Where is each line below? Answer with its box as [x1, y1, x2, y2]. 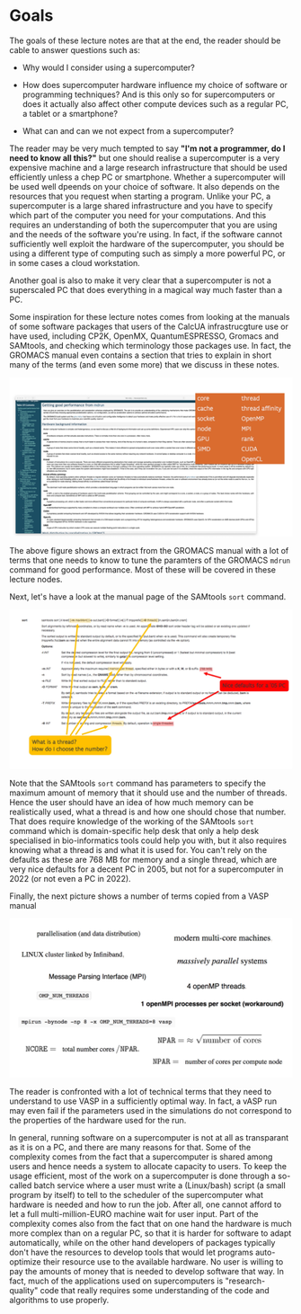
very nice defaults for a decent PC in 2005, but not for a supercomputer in [9, 864, 284, 875]
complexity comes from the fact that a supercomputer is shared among [9, 1151, 273, 1162]
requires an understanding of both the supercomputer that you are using [9, 219, 278, 230]
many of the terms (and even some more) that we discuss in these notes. [9, 359, 280, 369]
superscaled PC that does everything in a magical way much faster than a [9, 284, 283, 295]
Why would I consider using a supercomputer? [22, 62, 195, 73]
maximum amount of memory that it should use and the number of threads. [9, 787, 288, 798]
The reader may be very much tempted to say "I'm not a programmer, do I [9, 143, 286, 154]
